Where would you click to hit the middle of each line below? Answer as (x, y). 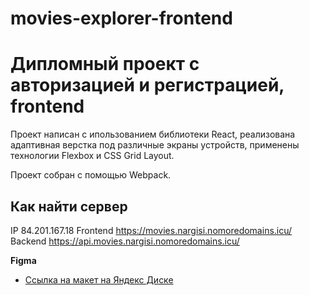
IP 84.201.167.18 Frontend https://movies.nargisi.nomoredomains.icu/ (151, 230)
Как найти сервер (69, 206)
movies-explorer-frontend (121, 18)
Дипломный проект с (105, 64)
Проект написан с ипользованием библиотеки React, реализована (153, 134)
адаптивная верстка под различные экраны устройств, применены (155, 145)
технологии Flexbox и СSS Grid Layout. (92, 156)
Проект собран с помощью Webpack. (91, 175)
